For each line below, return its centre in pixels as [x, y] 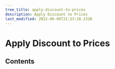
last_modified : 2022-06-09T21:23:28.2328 [49, 19]
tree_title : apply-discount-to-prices [45, 10]
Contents [20, 61]
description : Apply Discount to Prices [47, 14]
